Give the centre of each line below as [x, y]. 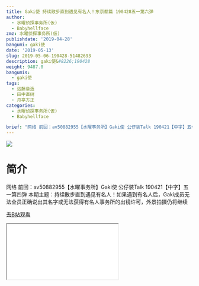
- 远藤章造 [23, 89]
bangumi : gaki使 [26, 45]
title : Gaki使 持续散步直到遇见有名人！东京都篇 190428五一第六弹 [80, 12]
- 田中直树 [23, 94]
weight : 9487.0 [25, 67]
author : [16, 17]
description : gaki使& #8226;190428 [48, 61]
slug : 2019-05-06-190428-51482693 [49, 56]
